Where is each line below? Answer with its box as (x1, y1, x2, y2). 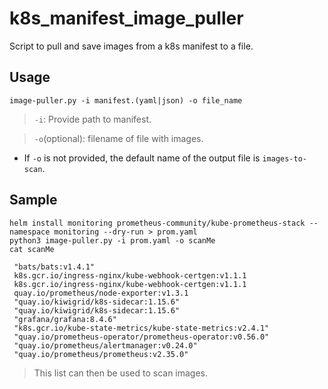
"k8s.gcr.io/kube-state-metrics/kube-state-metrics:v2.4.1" (13, 323, 270, 333)
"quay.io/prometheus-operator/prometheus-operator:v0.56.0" (13, 332, 270, 342)
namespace (9, 227, 51, 237)
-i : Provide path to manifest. (33, 113, 152, 125)
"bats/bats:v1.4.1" (13, 262, 96, 272)
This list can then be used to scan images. (33, 367, 209, 379)
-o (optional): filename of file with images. (33, 132, 204, 144)
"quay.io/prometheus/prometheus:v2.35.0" (13, 349, 189, 359)
